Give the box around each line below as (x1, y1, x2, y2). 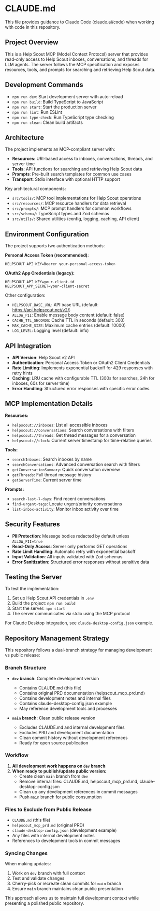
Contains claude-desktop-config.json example (19, 700, 112, 706)
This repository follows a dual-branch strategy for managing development (5, 647, 152, 653)
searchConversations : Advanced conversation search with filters (12, 461, 140, 467)
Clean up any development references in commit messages (19, 789, 138, 794)
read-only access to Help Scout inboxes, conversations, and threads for (5, 56, 148, 62)
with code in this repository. (5, 24, 60, 30)
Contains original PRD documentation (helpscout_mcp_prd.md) (19, 690, 145, 696)
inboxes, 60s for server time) (12, 380, 70, 386)
